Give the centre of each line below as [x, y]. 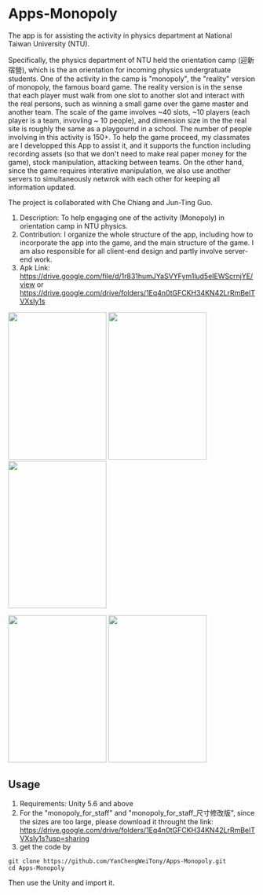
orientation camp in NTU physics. [73, 226]
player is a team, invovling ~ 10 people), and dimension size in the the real [128, 120]
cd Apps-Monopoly [37, 868]
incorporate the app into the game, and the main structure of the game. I [137, 242]
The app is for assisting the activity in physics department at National [120, 35]
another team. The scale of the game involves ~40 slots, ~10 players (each [129, 112]
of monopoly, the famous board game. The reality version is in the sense [126, 86]
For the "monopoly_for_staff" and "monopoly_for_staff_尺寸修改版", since [137, 812]
